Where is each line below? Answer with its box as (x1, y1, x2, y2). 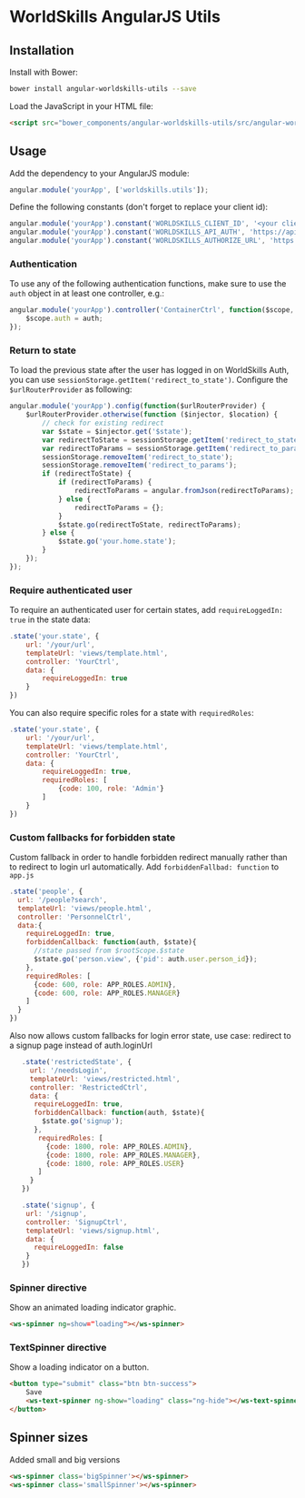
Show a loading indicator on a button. (9, 1362, 150, 1372)
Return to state (9, 344, 77, 357)
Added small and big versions (9, 1453, 121, 1465)
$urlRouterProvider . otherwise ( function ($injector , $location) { (25, 410, 279, 419)
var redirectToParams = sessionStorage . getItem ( (42, 444, 230, 453)
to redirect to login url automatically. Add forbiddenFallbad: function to (9, 861, 280, 872)
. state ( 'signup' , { (21, 1201, 95, 1210)
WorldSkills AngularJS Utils (9, 6, 221, 27)
